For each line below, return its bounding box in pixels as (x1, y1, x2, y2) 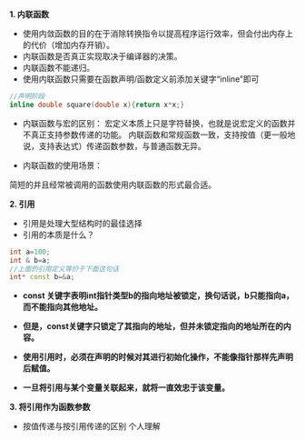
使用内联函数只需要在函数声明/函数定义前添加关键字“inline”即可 (22, 74, 260, 85)
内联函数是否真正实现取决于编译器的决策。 (22, 51, 182, 62)
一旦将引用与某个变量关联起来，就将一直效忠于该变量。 (22, 382, 230, 394)
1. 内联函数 (9, 9, 50, 19)
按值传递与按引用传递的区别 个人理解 (22, 421, 161, 432)
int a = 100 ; (9, 247, 51, 256)
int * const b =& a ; (9, 273, 75, 282)
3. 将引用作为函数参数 (9, 402, 91, 413)
